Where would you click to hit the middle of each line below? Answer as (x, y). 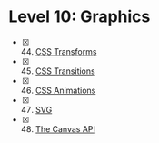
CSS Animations (65, 90)
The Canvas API (65, 128)
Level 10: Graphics (79, 17)
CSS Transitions (65, 71)
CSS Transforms (66, 51)
